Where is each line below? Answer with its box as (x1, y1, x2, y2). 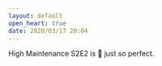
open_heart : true (8, 19, 67, 27)
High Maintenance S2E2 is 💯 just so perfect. (8, 49, 155, 59)
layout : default (8, 11, 63, 20)
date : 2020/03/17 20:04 (8, 27, 89, 35)
